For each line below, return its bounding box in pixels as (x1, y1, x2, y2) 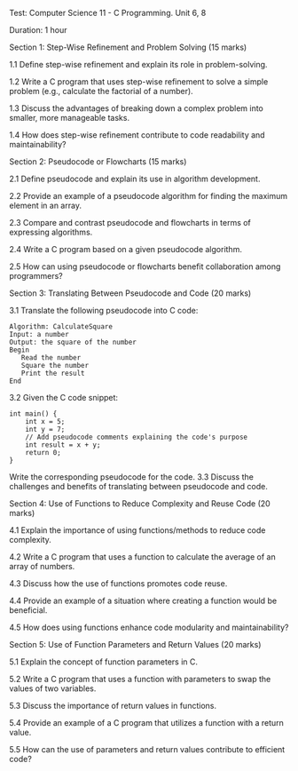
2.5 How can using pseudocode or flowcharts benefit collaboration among (9, 261, 281, 272)
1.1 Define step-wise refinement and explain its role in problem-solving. (9, 60, 268, 69)
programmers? (9, 271, 64, 281)
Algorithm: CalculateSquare (9, 322, 114, 331)
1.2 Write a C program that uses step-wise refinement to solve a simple (9, 76, 269, 87)
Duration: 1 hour (9, 25, 67, 35)
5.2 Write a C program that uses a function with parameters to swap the (9, 674, 271, 684)
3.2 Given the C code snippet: (9, 393, 118, 402)
